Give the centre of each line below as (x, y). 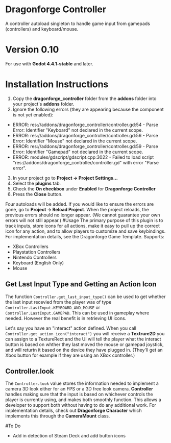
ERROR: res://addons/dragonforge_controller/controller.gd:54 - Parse (86, 125)
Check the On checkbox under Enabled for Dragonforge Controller (84, 189)
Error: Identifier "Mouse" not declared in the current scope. (75, 141)
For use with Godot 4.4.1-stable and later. (49, 64)
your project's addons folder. (43, 104)
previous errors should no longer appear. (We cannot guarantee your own (83, 215)
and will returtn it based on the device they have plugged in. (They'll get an (84, 350)
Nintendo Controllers (35, 257)
